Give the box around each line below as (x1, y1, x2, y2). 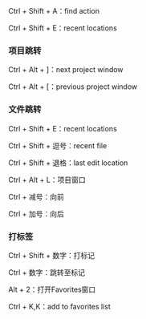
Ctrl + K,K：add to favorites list (8, 301, 111, 311)
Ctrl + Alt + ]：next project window (8, 65, 124, 75)
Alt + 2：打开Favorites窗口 (8, 285, 96, 294)
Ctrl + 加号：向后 (8, 208, 64, 218)
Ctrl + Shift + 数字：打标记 (8, 250, 95, 260)
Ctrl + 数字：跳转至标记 (8, 267, 86, 277)
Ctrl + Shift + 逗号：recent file (8, 140, 107, 150)
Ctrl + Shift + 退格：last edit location (8, 158, 128, 168)
